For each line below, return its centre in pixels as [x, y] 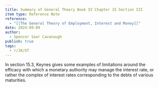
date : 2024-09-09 [23, 28]
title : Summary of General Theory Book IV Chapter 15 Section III [74, 10]
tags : [10, 46]
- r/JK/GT [19, 50]
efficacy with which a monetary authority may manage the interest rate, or [79, 69]
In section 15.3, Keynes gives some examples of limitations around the [75, 65]
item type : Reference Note [32, 14]
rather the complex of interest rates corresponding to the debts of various [79, 75]
